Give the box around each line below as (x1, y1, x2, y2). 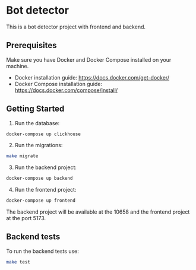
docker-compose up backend (6, 176, 73, 182)
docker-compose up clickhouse (6, 131, 81, 137)
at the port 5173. (6, 215, 46, 222)
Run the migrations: (14, 142, 63, 149)
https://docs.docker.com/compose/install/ (14, 87, 118, 94)
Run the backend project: (14, 164, 77, 171)
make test (6, 259, 31, 265)
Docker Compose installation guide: (14, 80, 103, 87)
